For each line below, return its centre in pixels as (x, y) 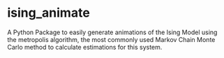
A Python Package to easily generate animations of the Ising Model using (112, 32)
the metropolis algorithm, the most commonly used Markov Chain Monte (111, 39)
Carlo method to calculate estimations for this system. (85, 47)
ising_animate (49, 13)
